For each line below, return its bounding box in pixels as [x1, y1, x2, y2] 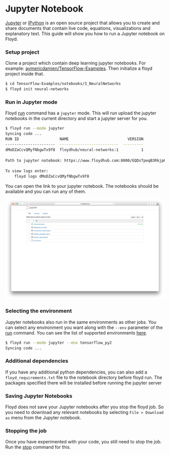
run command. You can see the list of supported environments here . [5, 329, 148, 336]
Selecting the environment [5, 307, 72, 314]
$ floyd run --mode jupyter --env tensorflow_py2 [5, 340, 112, 345]
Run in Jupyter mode [5, 98, 58, 105]
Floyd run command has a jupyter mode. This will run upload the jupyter [5, 110, 157, 116]
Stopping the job [5, 427, 47, 434]
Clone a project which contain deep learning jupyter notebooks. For [5, 60, 146, 66]
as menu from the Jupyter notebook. [5, 415, 81, 421]
